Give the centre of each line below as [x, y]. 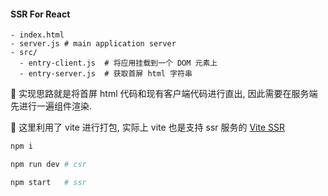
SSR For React [40, 14]
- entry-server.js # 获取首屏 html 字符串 [106, 74]
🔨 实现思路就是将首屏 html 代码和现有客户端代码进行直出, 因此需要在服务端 [164, 94]
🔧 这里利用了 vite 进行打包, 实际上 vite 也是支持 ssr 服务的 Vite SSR [148, 127]
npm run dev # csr [48, 165]
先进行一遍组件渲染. [51, 106]
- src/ [24, 53]
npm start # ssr [48, 182]
